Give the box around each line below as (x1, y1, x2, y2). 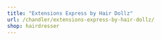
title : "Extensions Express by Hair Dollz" (7, 9, 134, 17)
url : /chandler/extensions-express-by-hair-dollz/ (7, 16, 155, 23)
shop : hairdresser (7, 22, 60, 29)
